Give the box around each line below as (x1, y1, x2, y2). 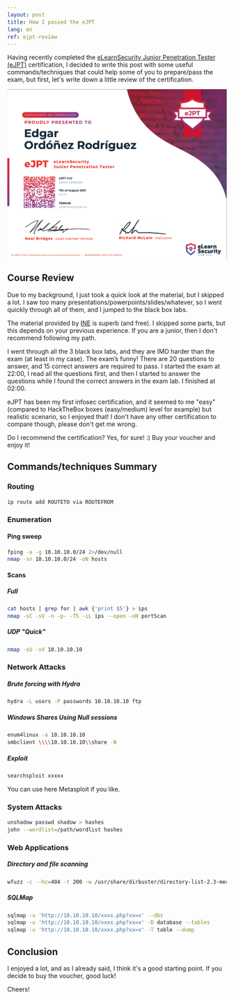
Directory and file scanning (7, 860, 88, 868)
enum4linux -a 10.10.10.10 (7, 732, 86, 739)
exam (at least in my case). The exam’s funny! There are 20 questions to (7, 354, 214, 363)
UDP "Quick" (7, 627, 46, 636)
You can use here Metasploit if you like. (7, 785, 120, 793)
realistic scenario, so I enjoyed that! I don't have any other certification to (7, 412, 217, 420)
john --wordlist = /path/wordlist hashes (7, 826, 123, 833)
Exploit (7, 754, 28, 762)
